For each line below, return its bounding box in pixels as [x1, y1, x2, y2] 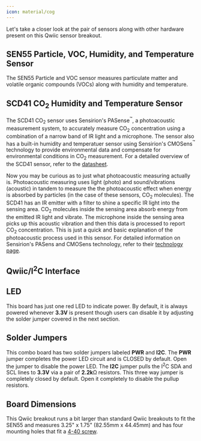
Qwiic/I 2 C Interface [6, 264, 80, 276]
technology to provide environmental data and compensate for [6, 146, 161, 153]
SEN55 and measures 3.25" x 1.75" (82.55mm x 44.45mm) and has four [6, 422, 184, 429]
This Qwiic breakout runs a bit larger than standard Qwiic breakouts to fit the [6, 415, 196, 422]
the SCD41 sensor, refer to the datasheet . [6, 161, 109, 168]
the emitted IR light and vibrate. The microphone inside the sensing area [6, 213, 185, 220]
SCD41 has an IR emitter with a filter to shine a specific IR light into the [6, 199, 180, 206]
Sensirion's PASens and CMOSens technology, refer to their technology [6, 240, 184, 247]
